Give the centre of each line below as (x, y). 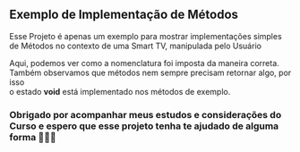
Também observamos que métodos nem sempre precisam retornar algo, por (150, 72)
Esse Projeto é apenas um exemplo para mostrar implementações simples (146, 36)
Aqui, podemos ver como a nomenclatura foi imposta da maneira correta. (144, 63)
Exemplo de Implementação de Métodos (124, 15)
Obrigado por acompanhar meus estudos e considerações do (146, 114)
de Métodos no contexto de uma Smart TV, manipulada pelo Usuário (136, 46)
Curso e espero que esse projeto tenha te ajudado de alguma (144, 126)
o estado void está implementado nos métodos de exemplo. (120, 91)
